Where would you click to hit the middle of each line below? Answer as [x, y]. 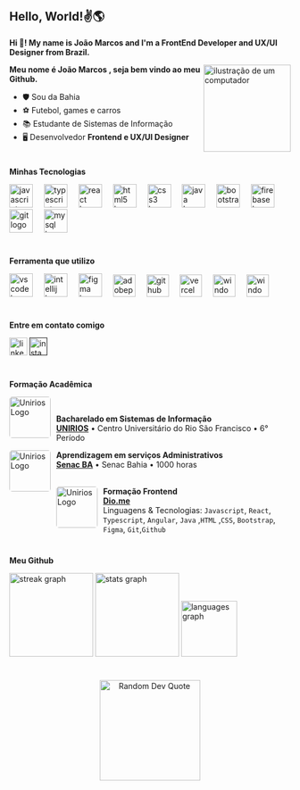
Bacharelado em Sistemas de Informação [134, 419]
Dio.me [117, 501]
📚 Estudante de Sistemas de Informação [97, 123]
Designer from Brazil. [50, 52]
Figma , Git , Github [135, 529]
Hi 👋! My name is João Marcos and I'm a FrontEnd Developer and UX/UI [144, 42]
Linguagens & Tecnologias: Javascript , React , [187, 510]
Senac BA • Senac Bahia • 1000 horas [127, 464]
